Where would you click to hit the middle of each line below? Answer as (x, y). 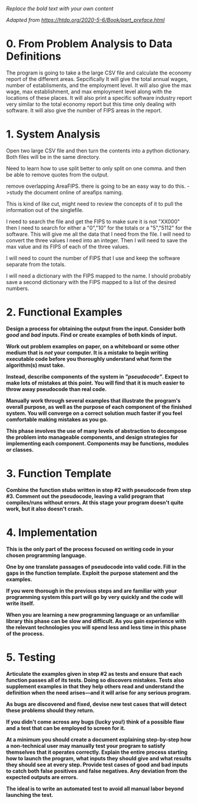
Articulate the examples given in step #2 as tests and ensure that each (94, 673)
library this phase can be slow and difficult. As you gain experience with (96, 621)
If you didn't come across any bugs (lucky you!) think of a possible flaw (95, 722)
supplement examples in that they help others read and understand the (95, 686)
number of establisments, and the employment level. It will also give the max (99, 85)
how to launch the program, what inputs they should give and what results (99, 758)
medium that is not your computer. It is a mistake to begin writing (87, 352)
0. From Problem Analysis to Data (89, 44)
